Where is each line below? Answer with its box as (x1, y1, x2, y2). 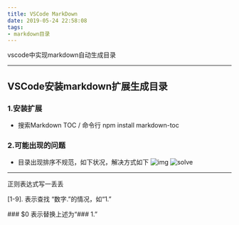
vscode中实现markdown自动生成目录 (7, 51, 116, 59)
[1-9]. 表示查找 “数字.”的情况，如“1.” (7, 195, 112, 204)
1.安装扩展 (7, 103, 43, 113)
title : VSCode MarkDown (7, 10, 78, 18)
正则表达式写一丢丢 (7, 179, 64, 189)
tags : (7, 23, 23, 31)
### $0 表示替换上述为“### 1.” (7, 210, 98, 219)
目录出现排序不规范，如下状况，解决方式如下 (17, 158, 149, 167)
